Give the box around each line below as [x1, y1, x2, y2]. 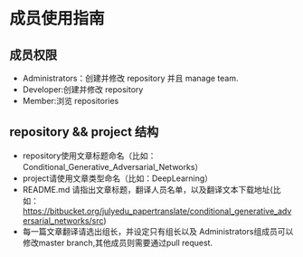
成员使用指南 [9, 8, 106, 29]
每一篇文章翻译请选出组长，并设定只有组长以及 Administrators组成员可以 [22, 225, 294, 236]
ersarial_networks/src [22, 214, 104, 226]
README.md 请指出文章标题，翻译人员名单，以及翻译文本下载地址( [22, 184, 273, 195]
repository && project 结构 [9, 124, 159, 140]
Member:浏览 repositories [22, 96, 119, 106]
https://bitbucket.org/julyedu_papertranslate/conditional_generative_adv [22, 205, 292, 216]
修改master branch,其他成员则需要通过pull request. [22, 237, 213, 248]
